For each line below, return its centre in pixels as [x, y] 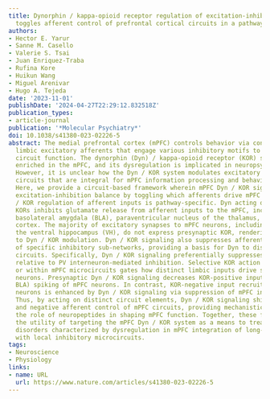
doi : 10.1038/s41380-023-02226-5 [64, 135]
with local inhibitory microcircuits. [81, 337]
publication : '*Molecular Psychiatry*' [75, 128]
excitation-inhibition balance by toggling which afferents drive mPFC [138, 195]
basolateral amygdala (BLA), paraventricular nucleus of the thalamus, [138, 218]
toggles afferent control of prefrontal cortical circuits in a [125, 23]
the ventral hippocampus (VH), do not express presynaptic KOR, [125, 233]
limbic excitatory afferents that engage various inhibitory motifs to [138, 150]
